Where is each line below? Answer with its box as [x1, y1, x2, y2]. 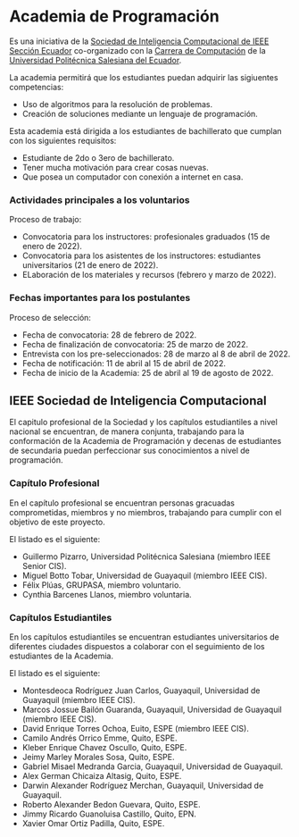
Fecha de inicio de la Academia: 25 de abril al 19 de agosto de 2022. [21, 367, 274, 378]
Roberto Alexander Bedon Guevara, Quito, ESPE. [21, 799, 201, 809]
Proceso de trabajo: [9, 214, 82, 225]
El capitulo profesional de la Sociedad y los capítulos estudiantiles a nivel [9, 417, 278, 428]
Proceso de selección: [9, 312, 92, 322]
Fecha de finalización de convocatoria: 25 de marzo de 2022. [21, 339, 248, 349]
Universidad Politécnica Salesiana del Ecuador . [9, 54, 182, 65]
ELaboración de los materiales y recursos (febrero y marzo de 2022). [21, 270, 277, 280]
